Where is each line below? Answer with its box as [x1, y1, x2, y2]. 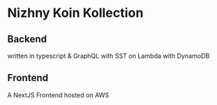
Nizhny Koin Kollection [7, 5, 143, 21]
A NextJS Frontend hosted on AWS [7, 90, 110, 99]
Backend [7, 33, 47, 45]
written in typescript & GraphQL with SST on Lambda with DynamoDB [7, 51, 210, 60]
